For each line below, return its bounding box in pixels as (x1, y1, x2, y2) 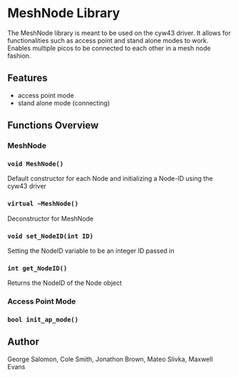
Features (7, 72, 48, 84)
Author (7, 336, 39, 348)
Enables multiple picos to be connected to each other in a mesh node (7, 44, 212, 52)
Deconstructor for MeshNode (7, 214, 94, 223)
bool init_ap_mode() (7, 316, 79, 324)
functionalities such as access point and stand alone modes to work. (7, 36, 209, 44)
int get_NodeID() (7, 264, 68, 272)
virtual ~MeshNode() (7, 200, 79, 208)
